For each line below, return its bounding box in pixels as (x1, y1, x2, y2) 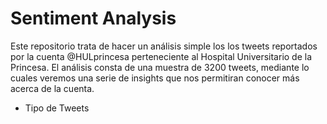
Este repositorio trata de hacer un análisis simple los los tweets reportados (10, 40, 318, 52)
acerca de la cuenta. (10, 82, 95, 94)
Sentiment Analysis (10, 7, 177, 30)
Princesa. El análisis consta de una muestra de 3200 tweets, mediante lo (10, 61, 310, 73)
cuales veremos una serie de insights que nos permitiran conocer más (10, 72, 300, 84)
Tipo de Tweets (24, 102, 90, 114)
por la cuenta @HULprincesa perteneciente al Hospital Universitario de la (10, 50, 313, 62)
